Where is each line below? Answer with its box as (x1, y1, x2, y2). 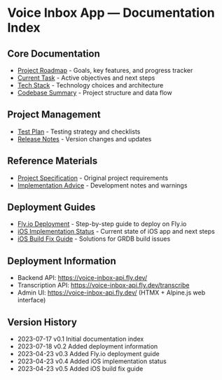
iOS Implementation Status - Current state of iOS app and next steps (17, 227, 215, 236)
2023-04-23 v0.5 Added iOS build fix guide (17, 365, 144, 373)
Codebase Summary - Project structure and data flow (17, 89, 173, 97)
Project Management (7, 108, 101, 120)
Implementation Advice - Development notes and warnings (17, 181, 188, 190)
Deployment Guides (7, 202, 96, 213)
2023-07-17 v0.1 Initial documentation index (17, 335, 144, 344)
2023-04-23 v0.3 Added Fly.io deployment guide (17, 350, 160, 358)
